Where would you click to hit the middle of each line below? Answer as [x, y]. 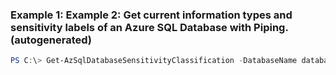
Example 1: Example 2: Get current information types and [151, 15]
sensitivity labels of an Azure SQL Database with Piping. [149, 27]
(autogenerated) [51, 40]
